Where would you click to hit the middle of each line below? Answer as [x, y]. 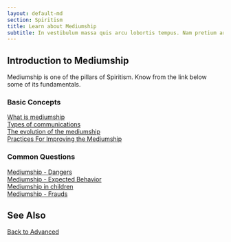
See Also [26, 216]
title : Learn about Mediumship [52, 26]
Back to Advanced [33, 232]
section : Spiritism [35, 20]
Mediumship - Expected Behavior [54, 179]
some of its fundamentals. [44, 85]
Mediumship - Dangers [40, 172]
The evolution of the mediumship [54, 132]
